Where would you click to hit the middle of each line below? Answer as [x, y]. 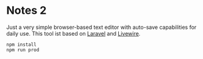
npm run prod [23, 50]
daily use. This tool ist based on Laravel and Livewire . [73, 33]
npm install [21, 45]
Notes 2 [27, 11]
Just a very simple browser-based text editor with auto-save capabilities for [101, 27]
